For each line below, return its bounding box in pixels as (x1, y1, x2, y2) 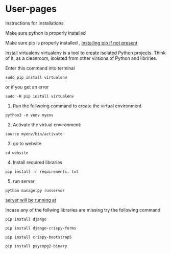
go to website (12, 140, 42, 146)
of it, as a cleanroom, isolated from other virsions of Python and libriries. (5, 55, 157, 61)
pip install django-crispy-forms (5, 225, 77, 230)
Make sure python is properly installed (5, 30, 86, 36)
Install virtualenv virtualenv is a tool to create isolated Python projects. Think (5, 50, 166, 56)
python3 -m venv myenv (5, 112, 54, 118)
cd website (5, 150, 29, 155)
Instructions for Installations (5, 20, 64, 26)
